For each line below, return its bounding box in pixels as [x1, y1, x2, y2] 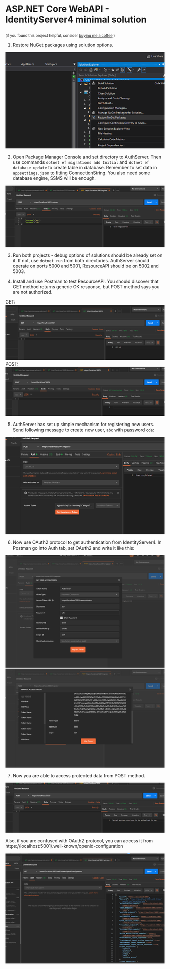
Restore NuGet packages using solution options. [12, 42, 114, 48]
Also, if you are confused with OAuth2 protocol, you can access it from [5, 838, 153, 844]
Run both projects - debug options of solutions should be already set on [12, 252, 163, 258]
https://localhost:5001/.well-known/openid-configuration [5, 843, 123, 850]
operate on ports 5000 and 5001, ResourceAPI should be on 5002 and [12, 263, 159, 269]
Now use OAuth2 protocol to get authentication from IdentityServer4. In [12, 539, 162, 546]
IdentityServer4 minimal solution [5, 14, 147, 25]
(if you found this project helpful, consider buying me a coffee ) [5, 33, 115, 38]
